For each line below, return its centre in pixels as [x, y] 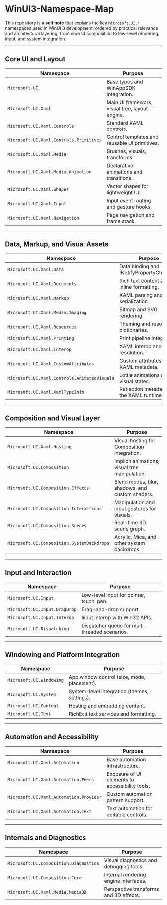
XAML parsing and [141, 295]
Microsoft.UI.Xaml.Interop [40, 349]
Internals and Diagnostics [46, 838]
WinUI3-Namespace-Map [60, 9]
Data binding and [139, 266]
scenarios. [116, 632]
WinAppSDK [121, 88]
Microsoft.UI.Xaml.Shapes [38, 189]
